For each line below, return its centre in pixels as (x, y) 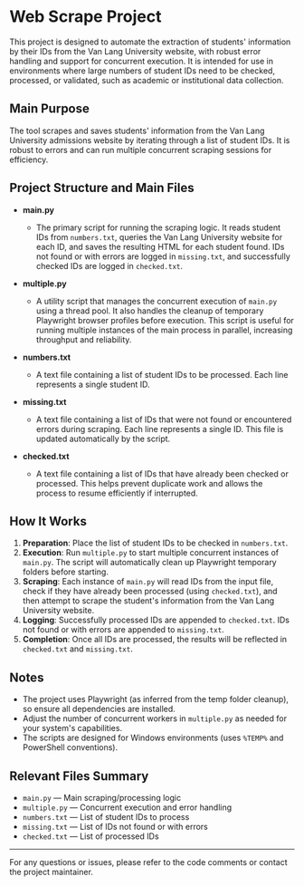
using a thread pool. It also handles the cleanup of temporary (150, 311)
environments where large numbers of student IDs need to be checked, (142, 71)
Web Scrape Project (85, 17)
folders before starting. (65, 572)
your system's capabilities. (72, 728)
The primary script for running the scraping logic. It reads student (158, 227)
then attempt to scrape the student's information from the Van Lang (148, 601)
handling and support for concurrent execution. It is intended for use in (142, 61)
